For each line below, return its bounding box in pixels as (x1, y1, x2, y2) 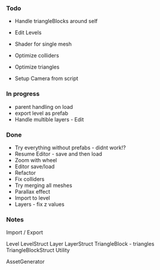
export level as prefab (14, 110, 68, 117)
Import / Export (6, 229, 43, 236)
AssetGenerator (6, 258, 45, 265)
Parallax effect (14, 188, 50, 195)
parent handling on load (14, 103, 73, 110)
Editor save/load (14, 163, 55, 170)
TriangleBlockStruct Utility (6, 247, 70, 254)
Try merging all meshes (14, 182, 72, 189)
